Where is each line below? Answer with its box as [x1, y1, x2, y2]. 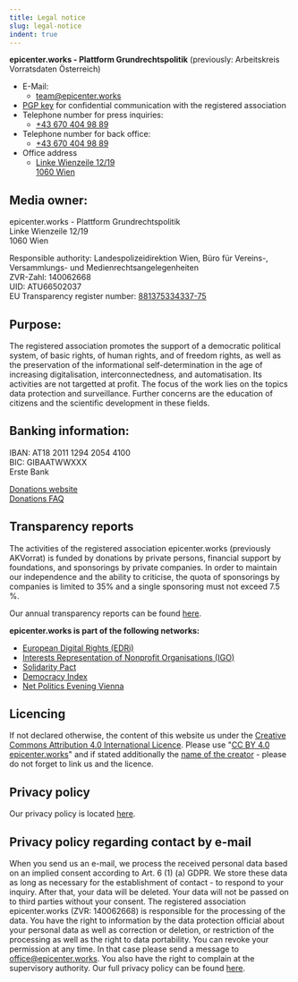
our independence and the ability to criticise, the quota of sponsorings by [9, 571, 280, 582]
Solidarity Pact [21, 662, 77, 672]
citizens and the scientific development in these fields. [9, 397, 210, 408]
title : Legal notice [9, 13, 87, 22]
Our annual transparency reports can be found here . [9, 608, 202, 619]
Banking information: [9, 423, 130, 439]
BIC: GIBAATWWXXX [9, 457, 88, 467]
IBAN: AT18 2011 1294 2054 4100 [9, 447, 132, 457]
